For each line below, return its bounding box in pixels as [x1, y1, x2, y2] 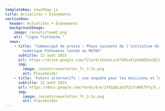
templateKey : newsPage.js [5, 7, 58, 12]
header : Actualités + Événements [9, 21, 78, 26]
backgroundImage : [9, 26, 45, 30]
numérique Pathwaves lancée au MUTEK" [23, 48, 102, 53]
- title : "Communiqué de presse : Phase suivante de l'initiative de [14, 44, 160, 49]
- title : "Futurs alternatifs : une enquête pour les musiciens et [14, 76, 155, 81]
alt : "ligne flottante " [14, 35, 65, 40]
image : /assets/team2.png [14, 30, 67, 35]
